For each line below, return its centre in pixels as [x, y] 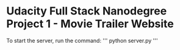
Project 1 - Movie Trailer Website [90, 24]
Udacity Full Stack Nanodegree [87, 11]
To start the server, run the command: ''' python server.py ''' [82, 40]
